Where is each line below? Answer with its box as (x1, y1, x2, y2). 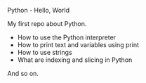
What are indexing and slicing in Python (17, 56, 133, 64)
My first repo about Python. (7, 20, 87, 27)
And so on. (7, 70, 39, 77)
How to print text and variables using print (17, 41, 139, 49)
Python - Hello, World (7, 6, 70, 14)
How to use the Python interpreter (17, 33, 117, 41)
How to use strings (17, 49, 72, 56)
